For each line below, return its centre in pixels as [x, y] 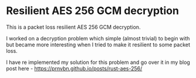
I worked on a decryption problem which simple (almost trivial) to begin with [98, 38]
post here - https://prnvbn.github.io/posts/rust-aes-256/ [74, 68]
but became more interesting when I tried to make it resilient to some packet [98, 45]
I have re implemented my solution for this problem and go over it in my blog [98, 62]
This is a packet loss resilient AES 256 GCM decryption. [73, 27]
